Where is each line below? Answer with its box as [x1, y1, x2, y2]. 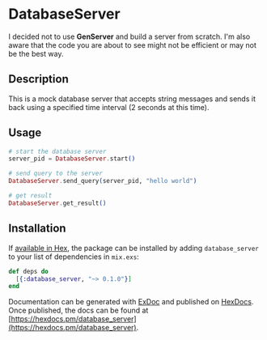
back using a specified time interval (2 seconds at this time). [8, 102, 210, 112]
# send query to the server [8, 169, 104, 178]
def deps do [8, 267, 49, 275]
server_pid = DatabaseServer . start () [8, 155, 136, 163]
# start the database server [8, 147, 107, 155]
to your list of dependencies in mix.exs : [8, 252, 139, 261]
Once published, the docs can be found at [8, 305, 149, 316]
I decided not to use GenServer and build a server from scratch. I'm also [8, 32, 251, 41]
